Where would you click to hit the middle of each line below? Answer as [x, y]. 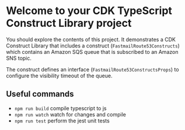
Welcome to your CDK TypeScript [89, 11]
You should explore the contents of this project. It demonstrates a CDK [91, 39]
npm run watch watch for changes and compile [70, 114]
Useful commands [40, 94]
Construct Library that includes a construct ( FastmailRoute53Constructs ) [93, 46]
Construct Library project [69, 23]
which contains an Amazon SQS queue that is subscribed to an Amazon [92, 52]
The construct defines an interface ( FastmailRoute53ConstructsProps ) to [92, 69]
